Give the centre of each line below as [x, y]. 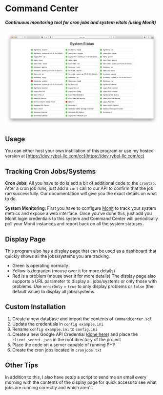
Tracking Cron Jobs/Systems [51, 171]
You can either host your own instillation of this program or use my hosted [79, 151]
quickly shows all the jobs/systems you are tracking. [58, 256]
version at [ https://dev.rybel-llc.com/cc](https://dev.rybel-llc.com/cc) [75, 156]
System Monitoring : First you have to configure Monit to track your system [81, 208]
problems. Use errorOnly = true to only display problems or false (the [83, 286]
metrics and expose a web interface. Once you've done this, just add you [79, 214]
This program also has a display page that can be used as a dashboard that [81, 251]
